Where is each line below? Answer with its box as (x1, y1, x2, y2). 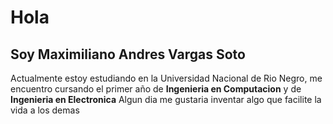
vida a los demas (10, 104, 80, 116)
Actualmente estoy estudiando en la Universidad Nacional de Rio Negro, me (10, 72, 323, 84)
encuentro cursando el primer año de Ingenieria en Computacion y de (10, 83, 302, 95)
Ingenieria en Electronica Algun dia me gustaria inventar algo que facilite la (10, 94, 322, 105)
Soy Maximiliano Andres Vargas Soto (10, 46, 246, 63)
